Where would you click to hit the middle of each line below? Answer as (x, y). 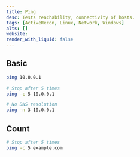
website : (17, 34)
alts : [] (17, 28)
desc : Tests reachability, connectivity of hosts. (71, 17)
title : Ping (21, 12)
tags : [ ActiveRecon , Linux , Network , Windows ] (65, 23)
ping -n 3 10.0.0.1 (31, 110)
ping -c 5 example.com (34, 148)
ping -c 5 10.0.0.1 (31, 94)
